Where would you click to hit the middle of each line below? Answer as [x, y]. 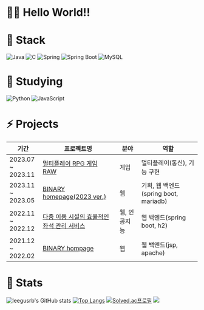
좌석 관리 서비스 [64, 226]
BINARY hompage [68, 248]
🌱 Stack [26, 40]
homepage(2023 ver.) [74, 197]
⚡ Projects [32, 124]
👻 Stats [25, 283]
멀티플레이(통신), [164, 163]
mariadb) [154, 201]
